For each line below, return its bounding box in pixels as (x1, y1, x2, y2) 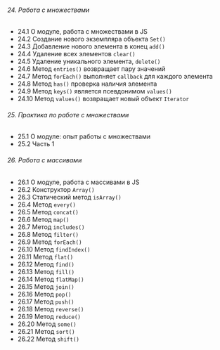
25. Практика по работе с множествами (7, 110, 129, 119)
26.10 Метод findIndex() (17, 245, 91, 253)
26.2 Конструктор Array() (17, 185, 95, 193)
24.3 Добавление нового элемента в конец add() (17, 42, 165, 51)
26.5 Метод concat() (17, 207, 79, 216)
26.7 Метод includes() (17, 222, 85, 231)
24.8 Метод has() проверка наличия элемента (17, 79, 157, 88)
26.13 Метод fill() (17, 267, 75, 276)
